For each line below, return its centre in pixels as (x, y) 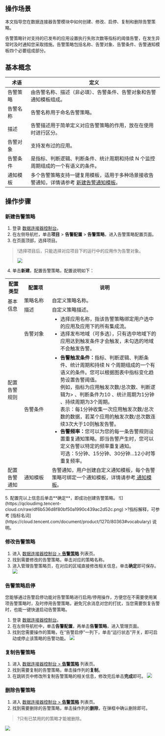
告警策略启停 (20, 586)
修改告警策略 (20, 542)
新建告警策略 (20, 216)
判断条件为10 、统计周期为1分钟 (117, 395)
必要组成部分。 (33, 50)
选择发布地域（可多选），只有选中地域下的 (108, 334)
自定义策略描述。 (72, 310)
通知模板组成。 (48, 99)
